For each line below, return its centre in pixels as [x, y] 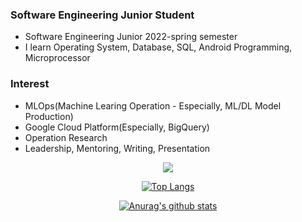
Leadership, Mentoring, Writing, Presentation [117, 148]
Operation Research [66, 137]
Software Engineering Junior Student [102, 15]
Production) [49, 116]
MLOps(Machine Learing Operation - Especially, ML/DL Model [153, 105]
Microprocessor [57, 58]
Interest [30, 84]
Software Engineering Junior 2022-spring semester [131, 37]
